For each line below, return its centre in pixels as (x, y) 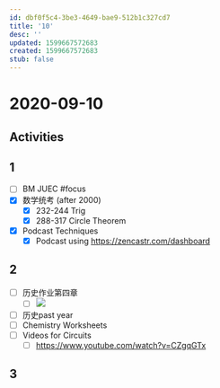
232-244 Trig (61, 210)
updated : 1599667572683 (54, 43)
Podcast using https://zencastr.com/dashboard (123, 241)
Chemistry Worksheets (65, 325)
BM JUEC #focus (54, 189)
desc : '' (26, 34)
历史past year (48, 314)
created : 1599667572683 (54, 51)
